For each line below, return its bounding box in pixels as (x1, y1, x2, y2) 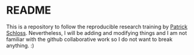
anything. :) (6, 42, 35, 49)
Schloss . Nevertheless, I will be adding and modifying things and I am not (6, 29, 187, 36)
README (6, 4, 51, 17)
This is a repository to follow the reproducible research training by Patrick (6, 23, 187, 30)
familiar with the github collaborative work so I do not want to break (6, 35, 172, 43)
